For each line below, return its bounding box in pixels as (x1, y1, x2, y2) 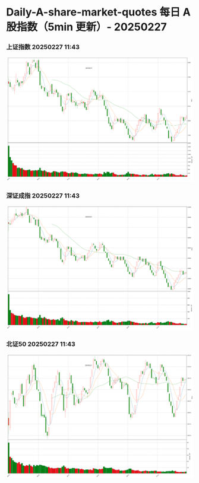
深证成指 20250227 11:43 (6, 191, 80, 199)
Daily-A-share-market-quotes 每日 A (6, 5, 191, 19)
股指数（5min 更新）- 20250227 (6, 20, 168, 34)
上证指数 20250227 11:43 (6, 43, 80, 51)
